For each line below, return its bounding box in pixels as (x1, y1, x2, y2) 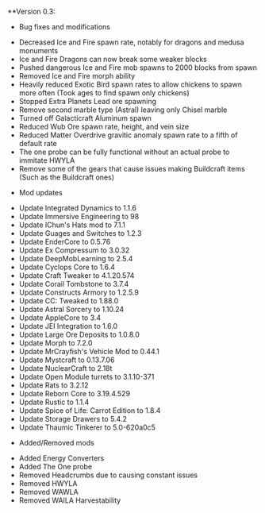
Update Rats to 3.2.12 (18, 380, 89, 390)
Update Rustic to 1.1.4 (18, 397, 90, 407)
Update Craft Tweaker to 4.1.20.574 (18, 271, 135, 280)
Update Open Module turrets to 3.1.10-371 (18, 372, 155, 381)
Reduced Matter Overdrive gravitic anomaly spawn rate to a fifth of (18, 130, 238, 140)
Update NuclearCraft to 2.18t (18, 364, 113, 372)
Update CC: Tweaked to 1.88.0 (18, 296, 119, 305)
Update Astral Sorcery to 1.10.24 (18, 305, 125, 314)
